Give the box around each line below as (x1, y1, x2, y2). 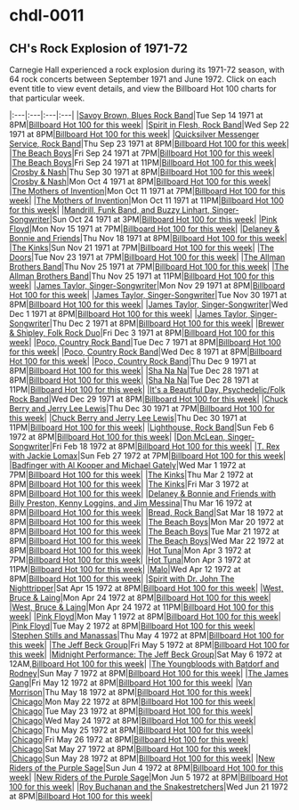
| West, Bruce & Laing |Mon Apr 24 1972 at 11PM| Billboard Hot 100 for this (9, 602, 274, 612)
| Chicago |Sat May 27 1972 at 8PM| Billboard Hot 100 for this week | (9, 744, 252, 754)
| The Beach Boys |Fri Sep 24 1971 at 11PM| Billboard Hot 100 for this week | (9, 158, 278, 167)
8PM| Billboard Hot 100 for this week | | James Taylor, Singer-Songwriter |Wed (9, 299, 288, 310)
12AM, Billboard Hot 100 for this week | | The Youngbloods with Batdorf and (9, 659, 279, 668)
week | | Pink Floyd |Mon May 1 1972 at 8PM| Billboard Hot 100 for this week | (9, 612, 282, 621)
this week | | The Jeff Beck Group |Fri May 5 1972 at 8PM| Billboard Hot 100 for (9, 640, 290, 650)
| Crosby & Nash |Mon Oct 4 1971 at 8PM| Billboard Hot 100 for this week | (9, 176, 271, 187)
